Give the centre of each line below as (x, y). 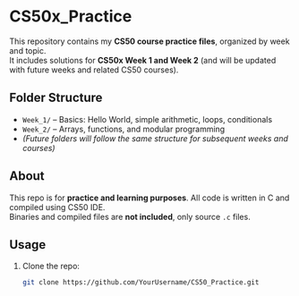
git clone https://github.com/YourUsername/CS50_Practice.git (141, 283)
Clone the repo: (51, 266)
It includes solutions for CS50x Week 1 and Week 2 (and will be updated (143, 60)
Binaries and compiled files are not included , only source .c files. (130, 216)
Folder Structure (56, 98)
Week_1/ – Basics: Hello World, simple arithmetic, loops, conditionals (147, 119)
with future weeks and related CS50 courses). (94, 70)
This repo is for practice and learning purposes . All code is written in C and (149, 198)
